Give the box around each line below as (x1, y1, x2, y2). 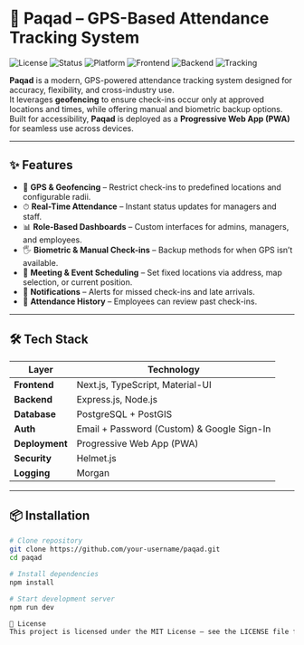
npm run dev (9, 602, 54, 612)
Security (14, 451, 52, 464)
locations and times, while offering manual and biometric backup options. (9, 103, 283, 114)
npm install (9, 578, 54, 587)
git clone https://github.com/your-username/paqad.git (9, 545, 221, 555)
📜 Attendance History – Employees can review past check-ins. (22, 296, 258, 307)
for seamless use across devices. (9, 122, 134, 134)
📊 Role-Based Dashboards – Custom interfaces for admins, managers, (22, 221, 290, 232)
